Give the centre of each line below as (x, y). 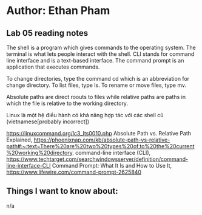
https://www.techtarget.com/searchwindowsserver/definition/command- (97, 159)
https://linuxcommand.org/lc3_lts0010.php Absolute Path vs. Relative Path (99, 133)
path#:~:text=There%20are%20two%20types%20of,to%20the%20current (100, 146)
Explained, (19, 140)
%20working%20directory (39, 153)
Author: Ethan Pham (58, 11)
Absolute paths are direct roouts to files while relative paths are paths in (96, 97)
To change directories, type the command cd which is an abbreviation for (98, 79)
